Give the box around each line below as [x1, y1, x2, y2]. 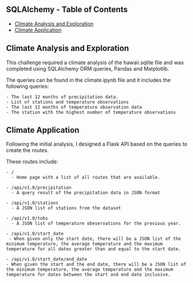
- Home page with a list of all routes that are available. [11, 175, 160, 181]
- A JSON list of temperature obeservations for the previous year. [11, 220, 181, 227]
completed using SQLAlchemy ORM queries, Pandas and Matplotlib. [6, 65, 170, 72]
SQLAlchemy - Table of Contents [6, 5, 128, 15]
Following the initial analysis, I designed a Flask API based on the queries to [6, 140, 188, 148]
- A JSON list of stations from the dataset [11, 205, 121, 211]
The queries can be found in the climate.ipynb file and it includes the [6, 76, 171, 84]
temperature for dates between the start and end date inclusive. [6, 272, 171, 278]
